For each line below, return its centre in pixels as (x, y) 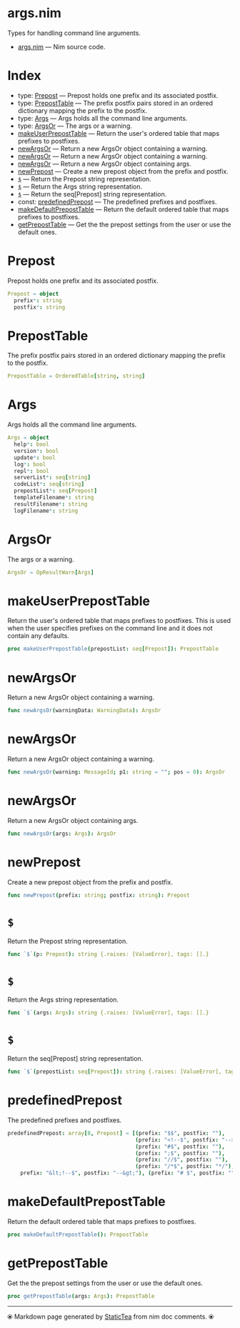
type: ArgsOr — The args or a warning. (75, 126)
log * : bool (30, 464)
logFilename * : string (46, 511)
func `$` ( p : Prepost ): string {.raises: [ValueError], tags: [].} (108, 954)
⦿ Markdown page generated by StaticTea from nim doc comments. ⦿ (111, 1317)
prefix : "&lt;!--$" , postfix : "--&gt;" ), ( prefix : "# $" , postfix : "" (127, 1173)
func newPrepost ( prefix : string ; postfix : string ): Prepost (99, 895)
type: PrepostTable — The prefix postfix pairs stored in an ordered (115, 103)
